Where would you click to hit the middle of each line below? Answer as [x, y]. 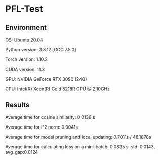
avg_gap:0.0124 [22, 152]
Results [17, 105]
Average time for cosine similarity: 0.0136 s [50, 117]
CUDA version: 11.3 [25, 69]
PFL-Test [24, 9]
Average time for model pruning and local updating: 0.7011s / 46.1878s [78, 137]
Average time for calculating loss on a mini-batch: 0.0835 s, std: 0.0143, [80, 147]
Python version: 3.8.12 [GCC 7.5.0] [41, 50]
